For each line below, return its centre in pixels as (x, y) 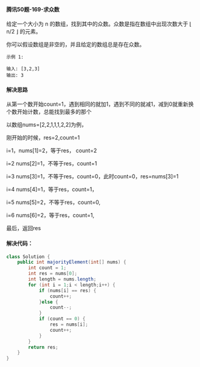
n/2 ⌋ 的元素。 (24, 32)
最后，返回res (24, 228)
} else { (49, 302)
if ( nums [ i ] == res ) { (67, 290)
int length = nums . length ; (62, 279)
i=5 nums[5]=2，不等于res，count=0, (53, 202)
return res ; (43, 347)
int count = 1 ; (47, 268)
